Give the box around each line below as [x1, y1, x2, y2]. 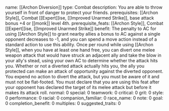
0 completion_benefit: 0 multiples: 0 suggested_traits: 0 [5, 100, 121, 106]
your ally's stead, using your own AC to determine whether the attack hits [5, 58, 158, 63]
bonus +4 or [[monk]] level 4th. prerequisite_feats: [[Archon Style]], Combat [5, 20, 163, 26]
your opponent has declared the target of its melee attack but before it [5, 84, 152, 90]
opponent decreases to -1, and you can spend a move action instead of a [5, 36, 157, 42]
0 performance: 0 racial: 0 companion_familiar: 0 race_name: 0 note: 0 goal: [5, 95, 163, 101]
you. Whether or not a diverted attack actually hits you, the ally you [5, 63, 145, 69]
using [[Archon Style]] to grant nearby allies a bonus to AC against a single [5, 31, 160, 37]
